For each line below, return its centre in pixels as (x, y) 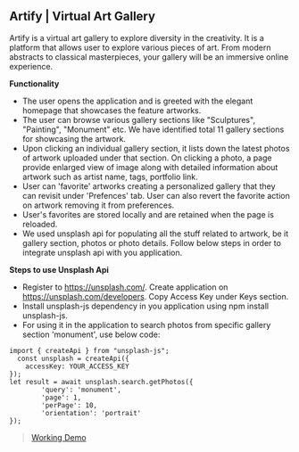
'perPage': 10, (70, 405)
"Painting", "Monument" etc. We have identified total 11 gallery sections (153, 129)
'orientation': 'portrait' (91, 413)
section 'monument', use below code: (91, 334)
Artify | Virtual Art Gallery (83, 16)
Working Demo (58, 437)
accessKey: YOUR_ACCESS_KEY (77, 366)
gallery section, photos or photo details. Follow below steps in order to (151, 242)
